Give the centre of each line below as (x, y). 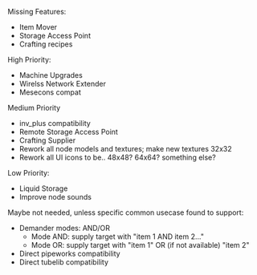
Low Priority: (29, 173)
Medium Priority (34, 108)
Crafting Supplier (47, 140)
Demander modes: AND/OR (64, 228)
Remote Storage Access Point (68, 132)
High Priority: (29, 60)
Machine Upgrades (51, 75)
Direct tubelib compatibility (64, 262)
